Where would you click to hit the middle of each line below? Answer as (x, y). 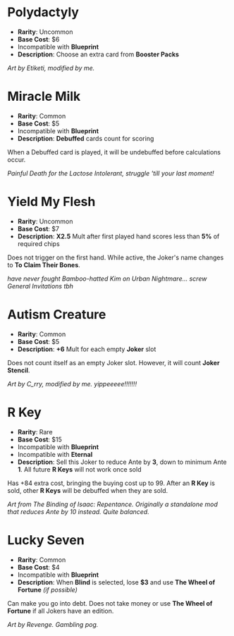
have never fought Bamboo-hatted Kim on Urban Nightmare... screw (107, 279)
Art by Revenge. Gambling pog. (53, 624)
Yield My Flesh (51, 202)
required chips (38, 243)
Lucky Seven (46, 540)
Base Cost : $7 (38, 228)
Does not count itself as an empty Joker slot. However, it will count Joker (113, 362)
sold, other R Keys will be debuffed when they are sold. (88, 490)
